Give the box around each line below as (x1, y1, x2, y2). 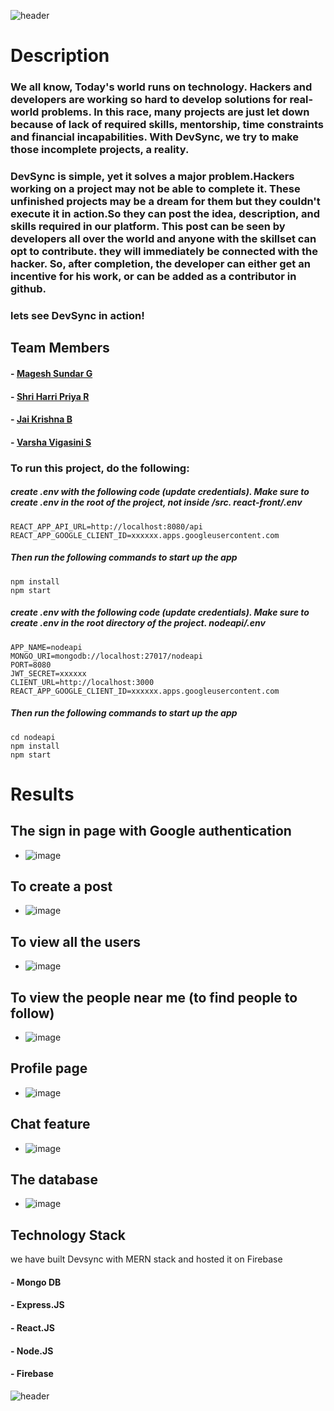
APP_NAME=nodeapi (10, 642, 83, 652)
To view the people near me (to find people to (10, 989, 298, 1006)
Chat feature (10, 1116, 91, 1133)
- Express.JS (10, 1299, 65, 1311)
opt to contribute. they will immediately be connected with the (10, 245, 318, 259)
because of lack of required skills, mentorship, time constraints (10, 118, 325, 132)
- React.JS (10, 1321, 55, 1334)
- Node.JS (10, 1345, 54, 1357)
